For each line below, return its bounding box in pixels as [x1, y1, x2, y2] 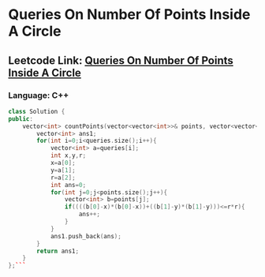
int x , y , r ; [50, 152, 87, 159]
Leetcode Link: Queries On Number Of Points [8, 54, 234, 67]
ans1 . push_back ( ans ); [50, 232, 122, 240]
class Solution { [8, 107, 65, 115]
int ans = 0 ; [50, 181, 87, 189]
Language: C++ [8, 89, 69, 100]
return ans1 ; [36, 247, 80, 255]
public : [8, 114, 34, 123]
